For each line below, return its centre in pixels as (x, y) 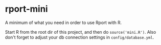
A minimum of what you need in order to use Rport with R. (63, 22)
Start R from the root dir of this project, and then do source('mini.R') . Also (81, 32)
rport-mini (26, 9)
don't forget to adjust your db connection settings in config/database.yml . (80, 37)
